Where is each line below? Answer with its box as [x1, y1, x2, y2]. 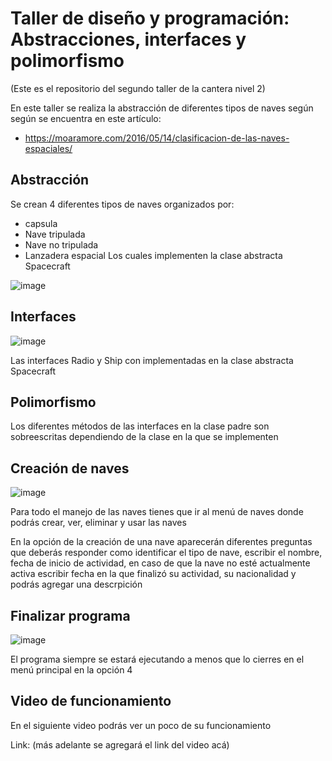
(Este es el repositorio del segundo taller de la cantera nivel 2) [10, 82, 266, 94]
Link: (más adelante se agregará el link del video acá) [10, 738, 230, 751]
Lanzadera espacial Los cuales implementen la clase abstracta [24, 249, 283, 261]
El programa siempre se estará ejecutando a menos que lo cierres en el [10, 653, 305, 665]
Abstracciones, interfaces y [10, 28, 247, 51]
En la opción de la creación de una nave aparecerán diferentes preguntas [10, 536, 313, 548]
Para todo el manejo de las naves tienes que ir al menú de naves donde [10, 506, 304, 518]
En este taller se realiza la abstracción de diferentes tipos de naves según [10, 102, 314, 114]
